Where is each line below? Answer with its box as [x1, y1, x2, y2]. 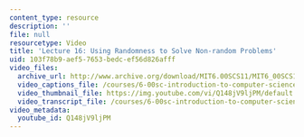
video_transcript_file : [17, 96, 107, 106]
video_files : [9, 64, 59, 73]
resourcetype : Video [9, 38, 88, 48]
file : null [9, 30, 51, 39]
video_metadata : [9, 105, 71, 114]
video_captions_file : [17, 80, 100, 89]
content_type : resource [9, 13, 100, 23]
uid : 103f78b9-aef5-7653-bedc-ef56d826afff [9, 55, 176, 64]
